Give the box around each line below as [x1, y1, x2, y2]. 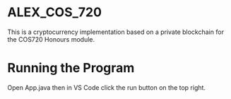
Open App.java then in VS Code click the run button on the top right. [7, 83, 206, 92]
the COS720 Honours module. [7, 35, 95, 43]
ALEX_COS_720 [7, 4, 102, 21]
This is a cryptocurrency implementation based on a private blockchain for [7, 28, 225, 36]
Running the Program [7, 60, 135, 76]
